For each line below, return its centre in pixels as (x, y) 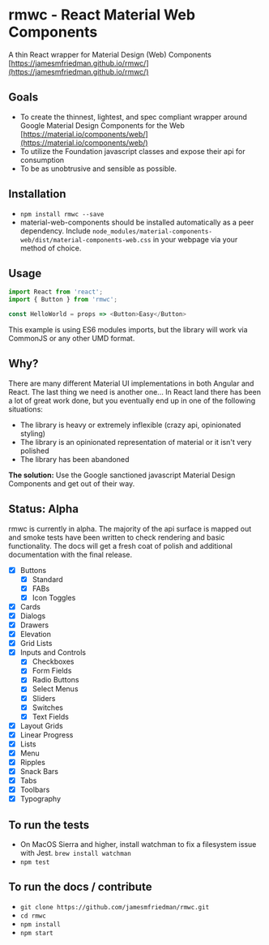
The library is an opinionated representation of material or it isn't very (136, 442)
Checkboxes (53, 661)
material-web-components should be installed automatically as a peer (137, 222)
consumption (42, 160)
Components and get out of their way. (72, 483)
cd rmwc (33, 916)
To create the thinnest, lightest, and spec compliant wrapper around (133, 117)
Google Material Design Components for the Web (102, 125)
